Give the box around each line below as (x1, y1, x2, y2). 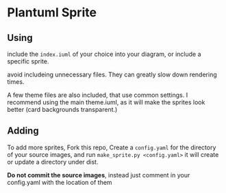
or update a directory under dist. (7, 158, 99, 166)
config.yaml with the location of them (7, 178, 112, 186)
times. (7, 78, 25, 86)
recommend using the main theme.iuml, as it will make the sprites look (7, 98, 205, 106)
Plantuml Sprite (7, 5, 97, 20)
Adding (7, 125, 39, 137)
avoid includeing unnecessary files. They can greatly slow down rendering (7, 70, 217, 78)
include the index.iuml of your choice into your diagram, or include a (7, 50, 201, 58)
